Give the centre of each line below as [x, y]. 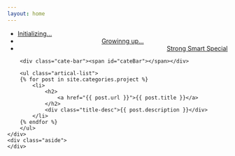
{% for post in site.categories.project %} [84, 79]
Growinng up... [123, 41]
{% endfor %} [39, 122]
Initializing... [35, 33]
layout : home [26, 14]
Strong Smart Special [197, 48]
